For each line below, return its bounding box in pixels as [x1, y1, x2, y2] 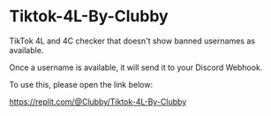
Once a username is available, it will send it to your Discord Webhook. [9, 62, 263, 73]
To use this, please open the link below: [9, 79, 153, 89]
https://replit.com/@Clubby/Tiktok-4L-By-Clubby [9, 96, 187, 107]
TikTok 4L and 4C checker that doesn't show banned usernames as [9, 35, 256, 46]
